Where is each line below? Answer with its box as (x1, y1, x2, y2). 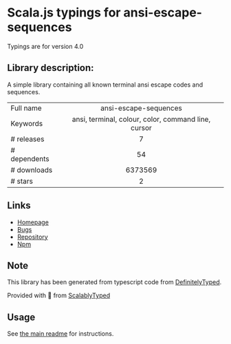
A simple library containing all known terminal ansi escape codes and (7, 80, 203, 89)
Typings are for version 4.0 (7, 42, 84, 50)
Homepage (16, 218, 49, 226)
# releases (10, 134, 45, 144)
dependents (10, 153, 49, 163)
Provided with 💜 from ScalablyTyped (7, 291, 111, 300)
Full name (10, 103, 43, 113)
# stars (10, 176, 33, 186)
